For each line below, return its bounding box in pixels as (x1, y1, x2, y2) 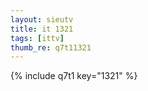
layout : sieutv (10, 14, 74, 25)
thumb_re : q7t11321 (10, 42, 92, 53)
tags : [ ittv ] (10, 33, 65, 43)
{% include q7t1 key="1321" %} (10, 70, 138, 82)
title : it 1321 (10, 24, 74, 34)
